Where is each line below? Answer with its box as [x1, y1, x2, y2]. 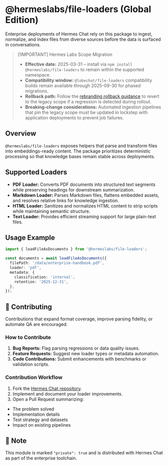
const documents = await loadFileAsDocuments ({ [5, 256, 107, 261]
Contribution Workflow [5, 374, 63, 381]
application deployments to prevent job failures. [25, 114, 124, 120]
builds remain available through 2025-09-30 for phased [25, 82, 141, 89]
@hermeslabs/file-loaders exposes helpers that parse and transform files [5, 143, 157, 149]
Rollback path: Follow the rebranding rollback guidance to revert [25, 93, 159, 99]
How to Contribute [5, 334, 51, 341]
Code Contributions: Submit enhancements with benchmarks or [12, 356, 147, 362]
